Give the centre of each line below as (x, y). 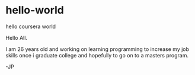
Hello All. (17, 37)
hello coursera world (31, 26)
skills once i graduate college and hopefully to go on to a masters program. (97, 55)
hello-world (35, 10)
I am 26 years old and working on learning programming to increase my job (97, 49)
